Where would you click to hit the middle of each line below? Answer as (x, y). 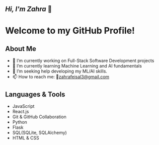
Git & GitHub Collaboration (39, 117)
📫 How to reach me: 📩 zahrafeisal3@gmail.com (61, 77)
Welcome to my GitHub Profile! (70, 31)
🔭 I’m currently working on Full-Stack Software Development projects (83, 61)
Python (20, 122)
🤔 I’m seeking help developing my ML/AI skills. (60, 71)
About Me (21, 48)
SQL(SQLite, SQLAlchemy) (40, 133)
